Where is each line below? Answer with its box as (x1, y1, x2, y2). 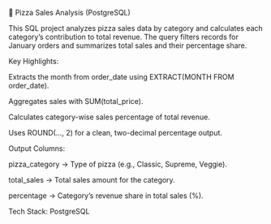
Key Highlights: (8, 57, 59, 66)
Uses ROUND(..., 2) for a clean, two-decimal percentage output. (8, 128, 223, 137)
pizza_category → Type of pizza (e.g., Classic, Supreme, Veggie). (8, 159, 227, 169)
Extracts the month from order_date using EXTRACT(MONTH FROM (8, 72, 234, 81)
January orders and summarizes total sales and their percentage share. (8, 41, 247, 50)
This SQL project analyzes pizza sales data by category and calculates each (8, 24, 264, 32)
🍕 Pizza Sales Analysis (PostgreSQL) (8, 8, 131, 17)
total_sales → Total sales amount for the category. (8, 175, 176, 184)
